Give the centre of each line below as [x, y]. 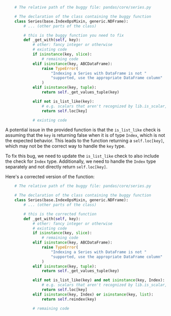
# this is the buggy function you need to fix [74, 35]
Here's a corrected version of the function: [50, 177]
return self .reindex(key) [69, 299]
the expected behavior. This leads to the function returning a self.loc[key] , [85, 141]
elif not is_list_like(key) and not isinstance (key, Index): [99, 280]
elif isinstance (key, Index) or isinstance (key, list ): [93, 294]
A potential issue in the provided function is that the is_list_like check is [83, 130]
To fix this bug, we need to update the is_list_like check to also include [82, 156]
